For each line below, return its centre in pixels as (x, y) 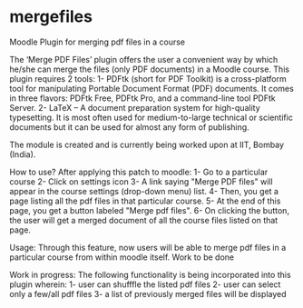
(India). (23, 154)
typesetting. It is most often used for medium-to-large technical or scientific (151, 117)
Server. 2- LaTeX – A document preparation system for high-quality (135, 107)
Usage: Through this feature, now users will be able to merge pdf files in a (148, 247)
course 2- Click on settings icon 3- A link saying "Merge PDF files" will (142, 181)
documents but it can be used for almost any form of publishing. (129, 127)
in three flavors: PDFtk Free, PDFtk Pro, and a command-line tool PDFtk (142, 98)
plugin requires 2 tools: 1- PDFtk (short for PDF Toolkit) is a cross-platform (148, 78)
